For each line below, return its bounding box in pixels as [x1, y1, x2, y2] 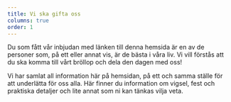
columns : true [7, 17, 50, 24]
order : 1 [7, 23, 33, 30]
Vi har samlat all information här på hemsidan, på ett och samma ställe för [7, 72, 223, 80]
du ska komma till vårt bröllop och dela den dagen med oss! [7, 58, 183, 67]
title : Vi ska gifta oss [7, 10, 81, 18]
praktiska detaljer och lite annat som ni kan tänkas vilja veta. [7, 86, 183, 96]
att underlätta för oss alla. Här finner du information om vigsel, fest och [7, 79, 215, 88]
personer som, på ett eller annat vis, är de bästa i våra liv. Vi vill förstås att [7, 50, 224, 59]
